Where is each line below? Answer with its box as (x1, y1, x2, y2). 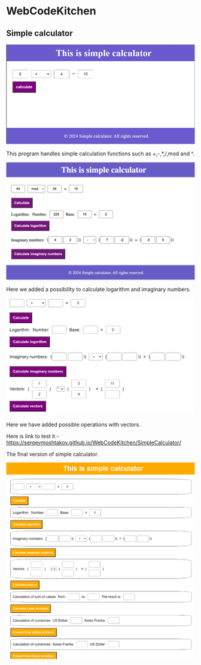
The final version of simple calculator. (6, 450, 99, 458)
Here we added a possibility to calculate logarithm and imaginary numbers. (6, 286, 191, 293)
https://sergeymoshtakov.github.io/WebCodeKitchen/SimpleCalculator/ (6, 439, 181, 446)
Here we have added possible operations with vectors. (6, 421, 141, 428)
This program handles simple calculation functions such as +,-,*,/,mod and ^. (6, 150, 195, 157)
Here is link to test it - (6, 432, 59, 440)
